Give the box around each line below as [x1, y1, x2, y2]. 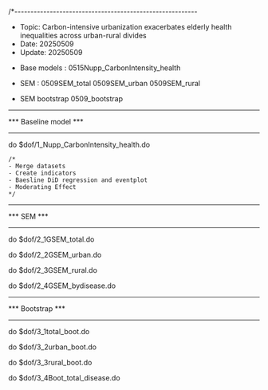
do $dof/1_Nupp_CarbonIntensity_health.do [8, 140, 150, 149]
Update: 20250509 [19, 48, 83, 57]
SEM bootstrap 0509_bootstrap [19, 94, 124, 103]
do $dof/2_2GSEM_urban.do [8, 250, 102, 259]
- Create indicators [8, 169, 77, 177]
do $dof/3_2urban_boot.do [8, 342, 97, 352]
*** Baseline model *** [8, 117, 84, 126]
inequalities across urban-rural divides [19, 31, 147, 40]
